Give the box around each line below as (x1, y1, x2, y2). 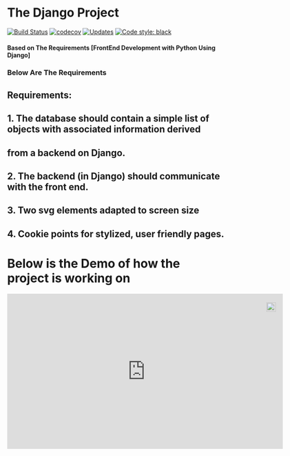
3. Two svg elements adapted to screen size (7, 205, 200, 217)
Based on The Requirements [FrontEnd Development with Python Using (7, 43, 216, 52)
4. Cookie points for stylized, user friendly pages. (7, 228, 225, 239)
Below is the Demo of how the (7, 255, 180, 271)
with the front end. (7, 181, 89, 193)
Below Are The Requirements (7, 68, 107, 77)
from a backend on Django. (7, 147, 126, 159)
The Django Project (7, 5, 119, 21)
